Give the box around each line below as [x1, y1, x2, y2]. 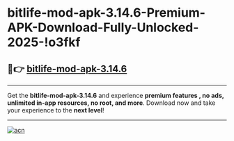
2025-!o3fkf [7, 35, 81, 50]
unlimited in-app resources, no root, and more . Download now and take [7, 99, 216, 107]
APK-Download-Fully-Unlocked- [7, 19, 199, 35]
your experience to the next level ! [7, 106, 104, 114]
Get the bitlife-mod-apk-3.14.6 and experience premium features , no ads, [7, 92, 224, 99]
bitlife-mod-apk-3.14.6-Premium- [7, 5, 205, 21]
